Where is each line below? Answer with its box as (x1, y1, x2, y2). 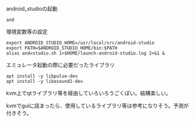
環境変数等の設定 (6, 28, 48, 35)
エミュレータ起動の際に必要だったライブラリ (6, 62, 115, 68)
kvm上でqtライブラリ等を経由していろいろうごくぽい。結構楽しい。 (6, 89, 171, 97)
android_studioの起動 (6, 5, 58, 12)
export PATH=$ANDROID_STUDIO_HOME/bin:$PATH (6, 45, 118, 51)
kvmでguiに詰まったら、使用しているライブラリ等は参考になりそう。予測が (6, 102, 189, 109)
